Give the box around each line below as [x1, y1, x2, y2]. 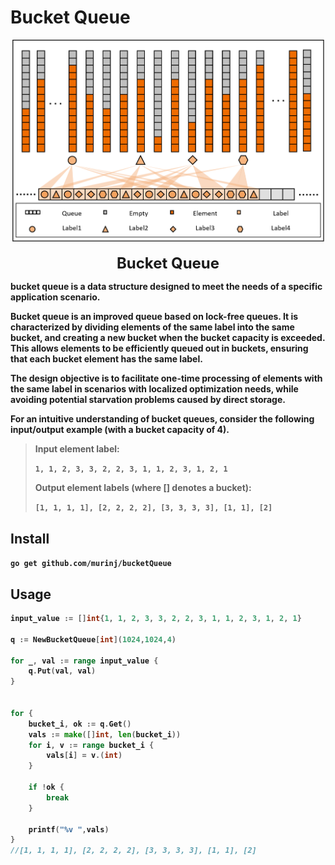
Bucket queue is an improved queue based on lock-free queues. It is [10, 311, 299, 323]
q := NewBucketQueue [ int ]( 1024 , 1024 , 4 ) [10, 634, 177, 645]
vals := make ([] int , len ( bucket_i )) [28, 729, 182, 740]
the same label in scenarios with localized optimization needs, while [10, 383, 299, 395]
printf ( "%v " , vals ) [28, 824, 110, 835]
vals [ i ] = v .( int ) [46, 751, 123, 761]
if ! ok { [28, 782, 65, 793]
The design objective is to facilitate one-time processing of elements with [10, 372, 323, 385]
